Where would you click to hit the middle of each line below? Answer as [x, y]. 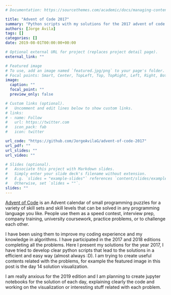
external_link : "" [25, 56]
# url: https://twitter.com [37, 123]
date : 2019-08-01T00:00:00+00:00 [41, 43]
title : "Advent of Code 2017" [37, 19]
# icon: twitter [25, 132]
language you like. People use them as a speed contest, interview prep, [80, 213]
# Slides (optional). [28, 164]
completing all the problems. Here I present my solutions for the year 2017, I [84, 245]
